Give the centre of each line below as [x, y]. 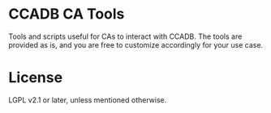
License [36, 78]
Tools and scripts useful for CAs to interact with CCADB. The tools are [125, 36]
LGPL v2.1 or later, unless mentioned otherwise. [88, 100]
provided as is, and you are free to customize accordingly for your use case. [136, 44]
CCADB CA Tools [67, 14]
